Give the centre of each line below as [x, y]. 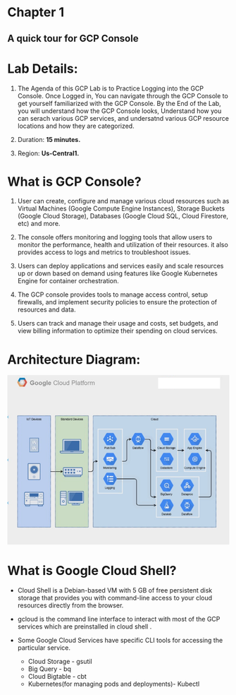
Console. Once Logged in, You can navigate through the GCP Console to [123, 95]
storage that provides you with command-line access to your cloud [115, 598]
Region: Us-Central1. [48, 153]
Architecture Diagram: [74, 359]
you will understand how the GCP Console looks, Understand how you [119, 111]
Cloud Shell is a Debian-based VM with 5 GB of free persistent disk [115, 590]
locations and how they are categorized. [76, 126]
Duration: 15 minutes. [49, 139]
